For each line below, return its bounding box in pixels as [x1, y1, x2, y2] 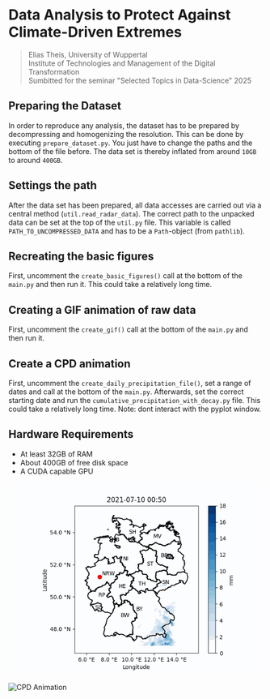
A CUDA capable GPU [19, 466, 94, 476]
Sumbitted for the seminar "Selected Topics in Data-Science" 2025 [27, 75, 252, 85]
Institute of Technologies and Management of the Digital [27, 58, 216, 68]
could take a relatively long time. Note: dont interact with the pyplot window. [8, 404, 261, 414]
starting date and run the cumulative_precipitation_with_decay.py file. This [8, 396, 261, 405]
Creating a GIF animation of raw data [8, 302, 196, 317]
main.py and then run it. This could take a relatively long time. [8, 280, 213, 289]
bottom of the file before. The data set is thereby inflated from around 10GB [8, 146, 257, 156]
